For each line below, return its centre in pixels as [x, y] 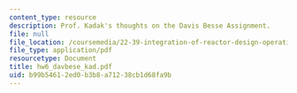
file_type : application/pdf [61, 50]
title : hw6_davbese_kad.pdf [61, 67]
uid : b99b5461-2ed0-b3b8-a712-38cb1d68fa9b [91, 75]
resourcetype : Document [53, 58]
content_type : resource [53, 17]
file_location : [37, 42]
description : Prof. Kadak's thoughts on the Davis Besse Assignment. [140, 26]
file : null [29, 34]
